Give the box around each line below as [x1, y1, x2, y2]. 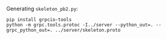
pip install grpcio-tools [6, 17, 72, 23]
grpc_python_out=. [6, 27, 53, 33]
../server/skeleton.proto [55, 27, 121, 33]
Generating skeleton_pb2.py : [6, 5, 78, 12]
